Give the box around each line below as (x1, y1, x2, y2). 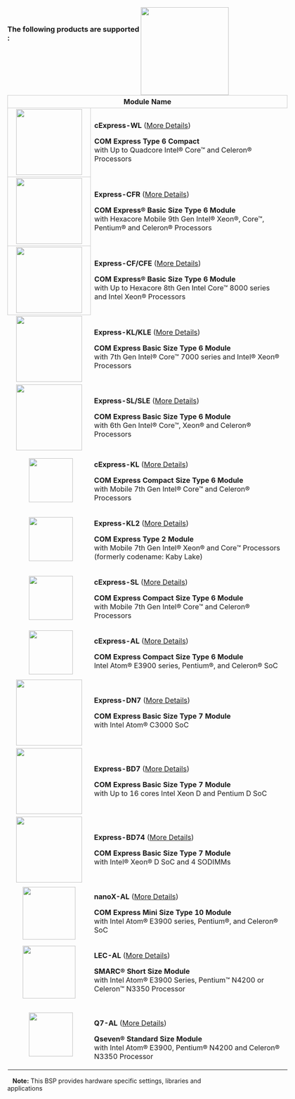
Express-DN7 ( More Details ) (93, 696, 191, 705)
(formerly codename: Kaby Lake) (93, 552, 203, 561)
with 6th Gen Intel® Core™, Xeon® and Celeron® (93, 421, 251, 430)
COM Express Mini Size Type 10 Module (93, 908, 232, 917)
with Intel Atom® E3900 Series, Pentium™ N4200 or (93, 975, 265, 984)
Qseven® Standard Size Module (93, 1034, 202, 1043)
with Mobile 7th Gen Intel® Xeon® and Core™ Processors (93, 543, 281, 552)
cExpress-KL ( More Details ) (93, 460, 189, 469)
